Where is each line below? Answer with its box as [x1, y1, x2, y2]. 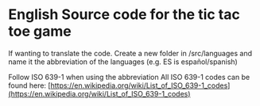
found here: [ [8, 81, 51, 90]
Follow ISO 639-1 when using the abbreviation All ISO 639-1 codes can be [8, 72, 250, 81]
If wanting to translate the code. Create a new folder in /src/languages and [8, 48, 253, 58]
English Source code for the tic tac [8, 6, 240, 24]
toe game [8, 22, 72, 40]
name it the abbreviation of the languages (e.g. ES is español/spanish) [8, 57, 239, 66]
